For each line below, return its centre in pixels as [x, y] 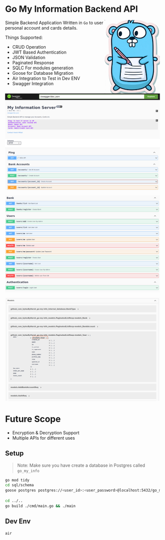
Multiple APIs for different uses [43, 438]
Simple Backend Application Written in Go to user [54, 23]
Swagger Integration [33, 83]
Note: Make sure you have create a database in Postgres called [81, 465]
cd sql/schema [20, 485]
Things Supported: [24, 37]
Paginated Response [33, 62]
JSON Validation [29, 57]
